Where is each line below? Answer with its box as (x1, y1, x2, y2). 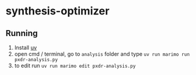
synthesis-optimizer (5, 4, 109, 18)
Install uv (14, 44, 37, 51)
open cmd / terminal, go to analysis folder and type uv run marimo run (14, 50, 190, 58)
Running (5, 28, 38, 38)
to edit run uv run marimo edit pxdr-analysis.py (14, 62, 136, 69)
